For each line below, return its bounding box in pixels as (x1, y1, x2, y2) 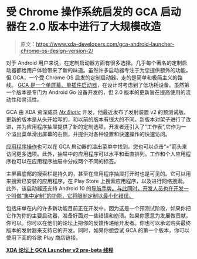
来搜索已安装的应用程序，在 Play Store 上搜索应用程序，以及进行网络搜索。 (6, 177, 188, 184)
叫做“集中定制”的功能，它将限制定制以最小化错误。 (11, 192, 134, 199)
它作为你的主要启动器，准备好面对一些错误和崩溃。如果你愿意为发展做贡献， (6, 212, 191, 219)
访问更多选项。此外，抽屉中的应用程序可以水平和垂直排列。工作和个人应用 (6, 150, 186, 157)
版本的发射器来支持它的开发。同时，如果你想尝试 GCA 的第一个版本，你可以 (6, 227, 189, 234)
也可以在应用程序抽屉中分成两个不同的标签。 (11, 157, 119, 164)
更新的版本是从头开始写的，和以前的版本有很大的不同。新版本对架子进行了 (6, 116, 186, 123)
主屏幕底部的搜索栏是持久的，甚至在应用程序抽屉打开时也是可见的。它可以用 (6, 170, 191, 177)
